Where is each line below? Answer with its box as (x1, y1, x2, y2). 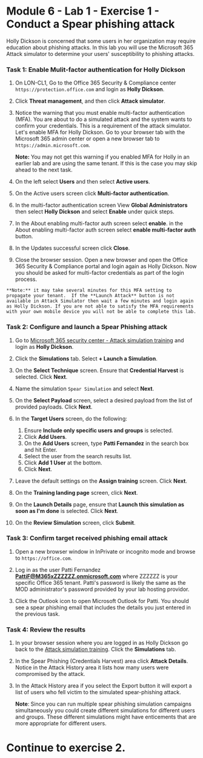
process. (15, 275, 38, 283)
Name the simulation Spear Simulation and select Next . (15, 385, 155, 392)
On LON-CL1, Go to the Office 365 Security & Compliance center (15, 79, 176, 86)
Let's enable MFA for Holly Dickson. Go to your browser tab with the (15, 129, 185, 136)
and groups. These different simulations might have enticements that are (15, 713, 197, 721)
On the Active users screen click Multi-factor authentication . (15, 190, 170, 197)
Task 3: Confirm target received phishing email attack (6, 534, 168, 542)
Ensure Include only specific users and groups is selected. (24, 427, 173, 434)
